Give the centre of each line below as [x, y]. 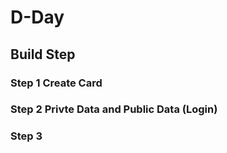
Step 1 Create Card [56, 83]
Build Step [43, 54]
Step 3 [26, 136]
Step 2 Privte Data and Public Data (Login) [114, 109]
